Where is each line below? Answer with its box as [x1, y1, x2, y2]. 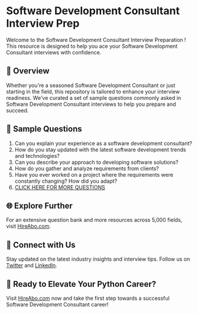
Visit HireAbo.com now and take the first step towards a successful [6, 294, 170, 302]
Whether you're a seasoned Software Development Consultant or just [6, 82, 176, 89]
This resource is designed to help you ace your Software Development [6, 43, 178, 50]
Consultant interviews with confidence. [6, 48, 102, 56]
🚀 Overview [6, 66, 50, 76]
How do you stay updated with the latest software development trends [14, 146, 186, 153]
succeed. [6, 106, 29, 114]
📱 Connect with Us [6, 239, 76, 250]
